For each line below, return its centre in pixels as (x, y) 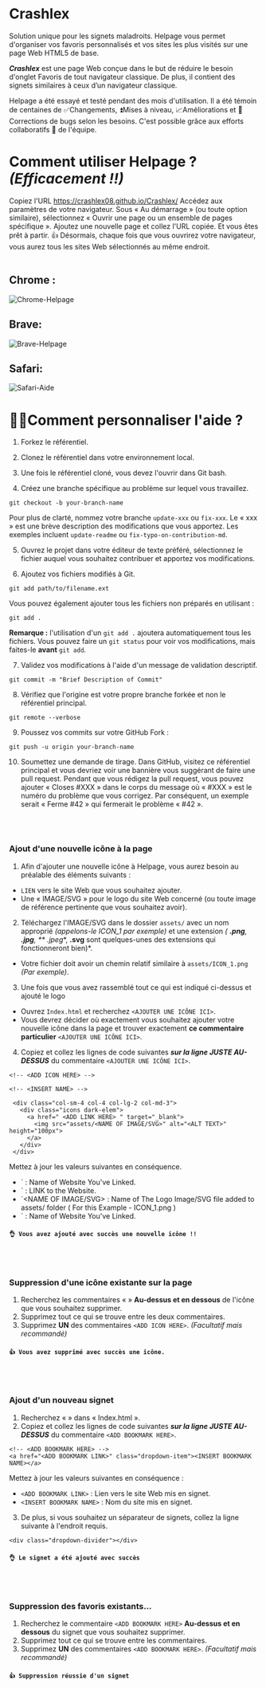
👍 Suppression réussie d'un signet (69, 1676)
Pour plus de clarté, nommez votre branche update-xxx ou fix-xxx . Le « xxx (133, 518)
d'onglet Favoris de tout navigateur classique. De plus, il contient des (122, 77)
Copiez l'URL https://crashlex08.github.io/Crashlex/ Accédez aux (116, 201)
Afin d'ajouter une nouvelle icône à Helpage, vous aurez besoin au (129, 866)
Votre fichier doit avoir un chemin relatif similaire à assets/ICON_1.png (134, 963)
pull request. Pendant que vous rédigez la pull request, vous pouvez (132, 779)
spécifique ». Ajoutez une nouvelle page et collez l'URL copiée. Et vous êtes (134, 226)
